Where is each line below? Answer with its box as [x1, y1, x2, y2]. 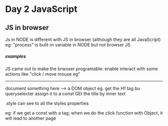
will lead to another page [5, 115, 56, 121]
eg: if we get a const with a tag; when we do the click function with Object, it [5, 110, 163, 116]
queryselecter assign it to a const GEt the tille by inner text [5, 91, 126, 97]
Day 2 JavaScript [5, 3, 77, 15]
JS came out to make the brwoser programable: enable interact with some [5, 66, 158, 72]
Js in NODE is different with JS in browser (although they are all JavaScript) [5, 36, 161, 42]
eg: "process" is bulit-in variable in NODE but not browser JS [5, 42, 131, 48]
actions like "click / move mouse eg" [5, 71, 80, 77]
